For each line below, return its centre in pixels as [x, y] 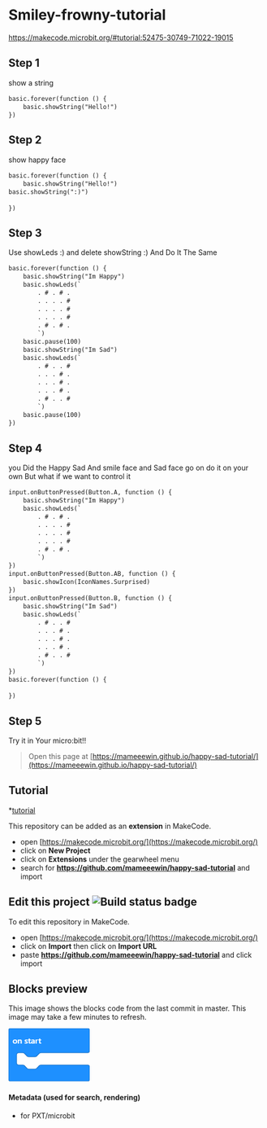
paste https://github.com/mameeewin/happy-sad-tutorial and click [136, 955]
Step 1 [24, 63]
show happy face [37, 160]
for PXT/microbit [47, 1115]
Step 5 [25, 721]
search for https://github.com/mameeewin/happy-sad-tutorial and [135, 867]
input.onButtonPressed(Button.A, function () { [90, 493]
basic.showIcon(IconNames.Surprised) [87, 582]
